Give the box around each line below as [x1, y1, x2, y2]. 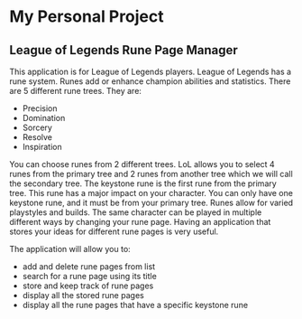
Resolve [22, 132, 52, 142]
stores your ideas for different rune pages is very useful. [9, 226, 219, 237]
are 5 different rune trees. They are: [9, 86, 142, 96]
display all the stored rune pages [22, 290, 144, 300]
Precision [22, 103, 58, 114]
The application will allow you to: [9, 244, 131, 254]
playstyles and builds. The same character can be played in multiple [9, 207, 262, 218]
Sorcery [22, 122, 52, 133]
